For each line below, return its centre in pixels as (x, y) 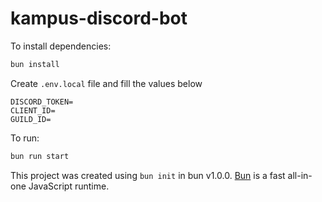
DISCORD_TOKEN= (42, 102)
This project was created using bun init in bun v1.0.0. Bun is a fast (148, 175)
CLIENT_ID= (33, 110)
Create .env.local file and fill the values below (106, 83)
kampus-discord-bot (99, 18)
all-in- (300, 175)
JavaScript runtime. (69, 186)
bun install (35, 64)
